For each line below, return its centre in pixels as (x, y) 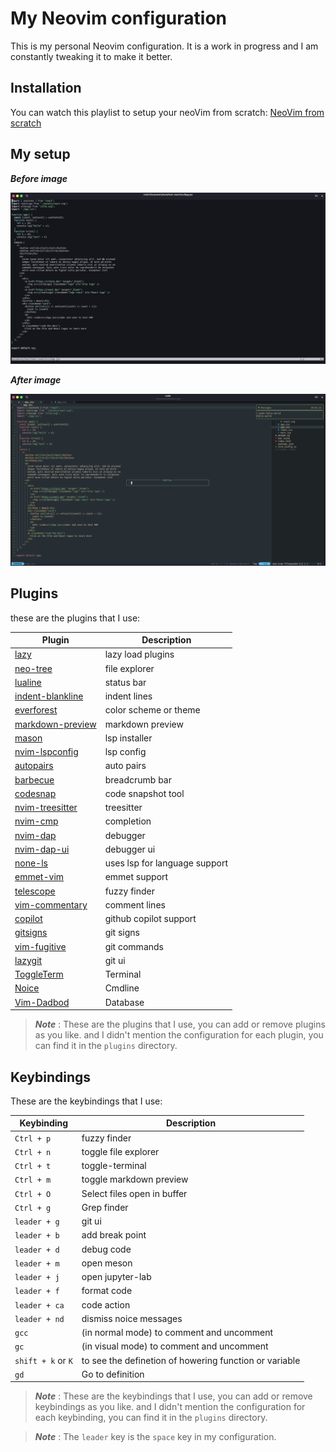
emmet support (136, 877)
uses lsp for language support (166, 863)
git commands (134, 946)
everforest (36, 710)
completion (128, 821)
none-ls (31, 863)
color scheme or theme (152, 710)
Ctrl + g (33, 1208)
